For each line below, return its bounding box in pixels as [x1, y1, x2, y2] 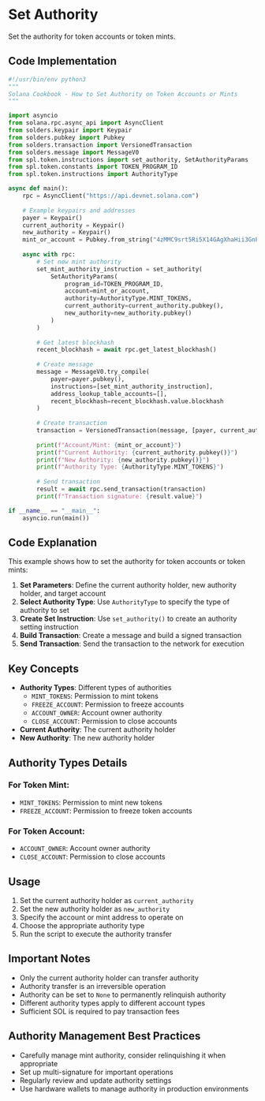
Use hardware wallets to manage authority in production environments [19, 1084, 249, 1093]
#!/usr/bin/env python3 [8, 75, 87, 84]
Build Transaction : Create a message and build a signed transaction [19, 631, 242, 640]
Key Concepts [8, 662, 79, 675]
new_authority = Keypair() [22, 229, 111, 237]
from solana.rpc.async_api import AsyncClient [8, 119, 164, 127]
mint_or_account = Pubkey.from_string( [22, 236, 154, 244]
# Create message [36, 360, 93, 368]
